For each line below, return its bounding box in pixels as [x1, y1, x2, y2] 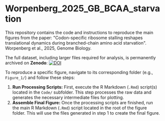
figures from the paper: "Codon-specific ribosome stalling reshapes [5, 35, 143, 41]
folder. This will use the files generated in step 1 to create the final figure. [12, 110, 160, 116]
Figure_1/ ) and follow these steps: [5, 74, 75, 80]
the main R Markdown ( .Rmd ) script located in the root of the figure [12, 105, 147, 111]
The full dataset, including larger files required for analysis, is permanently [5, 54, 156, 60]
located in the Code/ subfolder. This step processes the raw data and [12, 89, 152, 95]
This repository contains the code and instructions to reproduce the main [5, 29, 154, 35]
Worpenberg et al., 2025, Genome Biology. [5, 45, 92, 51]
